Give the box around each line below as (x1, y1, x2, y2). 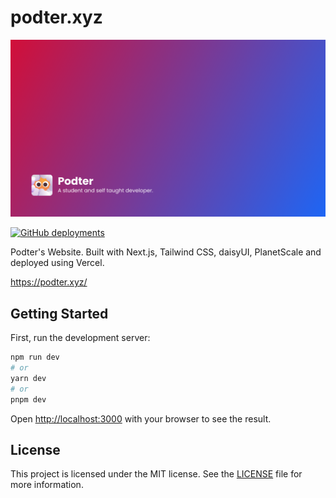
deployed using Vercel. (10, 257, 105, 269)
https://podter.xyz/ (10, 276, 88, 288)
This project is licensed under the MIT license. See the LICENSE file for (10, 468, 303, 480)
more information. (10, 479, 84, 491)
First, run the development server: (10, 332, 151, 344)
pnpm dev (10, 394, 47, 405)
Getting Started (10, 305, 109, 322)
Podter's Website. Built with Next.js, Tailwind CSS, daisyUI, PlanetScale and (10, 246, 322, 258)
